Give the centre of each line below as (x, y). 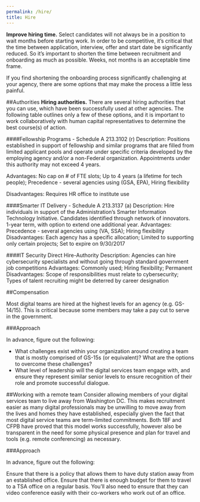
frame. (14, 66)
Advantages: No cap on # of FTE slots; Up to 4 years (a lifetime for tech (94, 176)
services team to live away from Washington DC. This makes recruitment (96, 400)
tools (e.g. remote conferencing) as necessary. (64, 439)
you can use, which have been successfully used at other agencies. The (95, 108)
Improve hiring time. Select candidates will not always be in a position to (96, 34)
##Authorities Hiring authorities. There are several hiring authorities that (96, 102)
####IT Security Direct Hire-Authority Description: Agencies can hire (91, 255)
